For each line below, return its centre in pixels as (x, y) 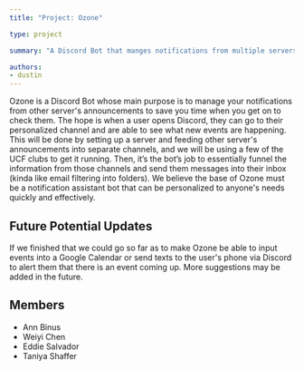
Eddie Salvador (51, 346)
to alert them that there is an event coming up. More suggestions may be (145, 267)
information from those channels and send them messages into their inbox (148, 169)
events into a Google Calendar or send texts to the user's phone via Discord (151, 257)
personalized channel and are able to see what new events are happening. (148, 130)
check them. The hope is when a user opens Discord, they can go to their (146, 121)
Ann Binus (42, 326)
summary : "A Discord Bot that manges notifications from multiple (137, 51)
